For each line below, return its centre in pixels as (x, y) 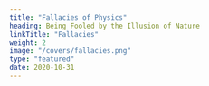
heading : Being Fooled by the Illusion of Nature (105, 26)
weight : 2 (28, 43)
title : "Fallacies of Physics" (68, 17)
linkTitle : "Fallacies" (54, 34)
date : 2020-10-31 (42, 68)
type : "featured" (42, 59)
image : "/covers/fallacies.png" (70, 51)
